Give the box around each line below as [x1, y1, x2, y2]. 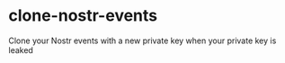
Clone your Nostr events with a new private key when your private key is [8, 35, 277, 46]
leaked [8, 44, 33, 55]
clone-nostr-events [8, 5, 158, 26]
